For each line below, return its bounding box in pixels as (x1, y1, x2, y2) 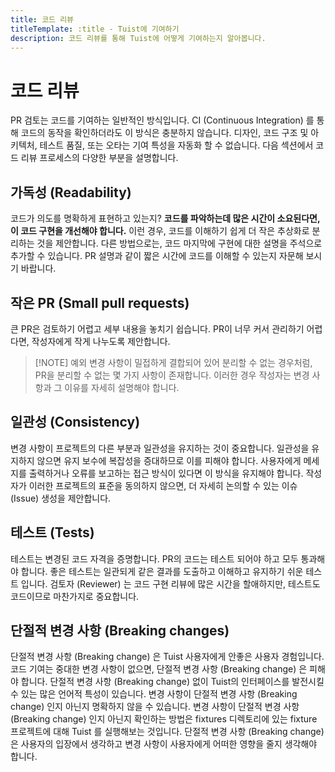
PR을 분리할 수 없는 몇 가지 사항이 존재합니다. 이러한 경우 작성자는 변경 (34, 369, 310, 381)
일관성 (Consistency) (10, 414, 141, 431)
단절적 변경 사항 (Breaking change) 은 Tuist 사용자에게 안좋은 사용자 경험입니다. (10, 651, 325, 663)
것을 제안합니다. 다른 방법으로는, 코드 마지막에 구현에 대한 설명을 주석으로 (36, 237, 323, 250)
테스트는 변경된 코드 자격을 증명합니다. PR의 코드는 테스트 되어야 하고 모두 (10, 552, 299, 565)
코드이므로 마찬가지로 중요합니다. (10, 590, 140, 602)
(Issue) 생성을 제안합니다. (10, 492, 112, 504)
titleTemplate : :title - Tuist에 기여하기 (10, 24, 180, 34)
